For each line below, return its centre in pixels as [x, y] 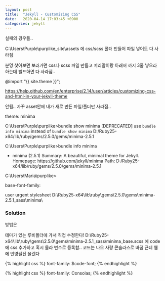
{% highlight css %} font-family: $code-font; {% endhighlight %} [71, 263]
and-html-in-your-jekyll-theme [36, 96]
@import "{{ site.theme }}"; [33, 82]
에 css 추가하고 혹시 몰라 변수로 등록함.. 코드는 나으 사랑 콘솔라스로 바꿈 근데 [79, 247]
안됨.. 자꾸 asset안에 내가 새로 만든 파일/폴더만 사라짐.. [58, 106]
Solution [16, 213]
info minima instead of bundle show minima [49, 131]
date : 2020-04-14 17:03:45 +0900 [42, 19]
